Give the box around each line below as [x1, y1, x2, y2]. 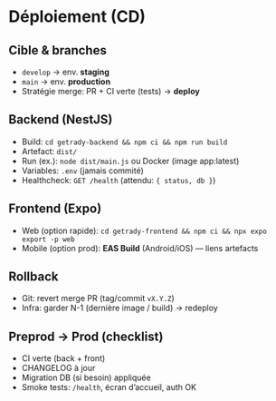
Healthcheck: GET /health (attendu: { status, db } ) [21, 174, 216, 185]
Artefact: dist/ [21, 145, 78, 156]
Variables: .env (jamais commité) [21, 165, 144, 176]
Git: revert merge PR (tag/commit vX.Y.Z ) [21, 293, 176, 304]
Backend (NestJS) [8, 112, 113, 128]
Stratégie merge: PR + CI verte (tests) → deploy [21, 86, 200, 96]
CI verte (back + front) [21, 353, 106, 364]
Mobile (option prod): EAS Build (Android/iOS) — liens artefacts [21, 242, 259, 253]
